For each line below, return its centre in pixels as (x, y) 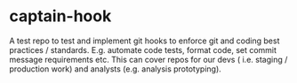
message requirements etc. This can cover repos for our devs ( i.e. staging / (148, 59)
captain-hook (60, 16)
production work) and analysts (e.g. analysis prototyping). (116, 69)
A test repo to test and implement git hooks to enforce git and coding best (144, 41)
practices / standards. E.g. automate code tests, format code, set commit (143, 49)
